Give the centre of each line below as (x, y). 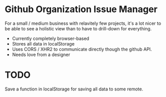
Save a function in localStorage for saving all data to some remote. (74, 89)
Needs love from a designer (41, 55)
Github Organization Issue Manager (81, 9)
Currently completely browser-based (51, 38)
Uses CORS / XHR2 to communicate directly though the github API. (82, 49)
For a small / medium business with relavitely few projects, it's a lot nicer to (83, 23)
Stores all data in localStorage (43, 43)
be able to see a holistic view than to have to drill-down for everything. (78, 28)
